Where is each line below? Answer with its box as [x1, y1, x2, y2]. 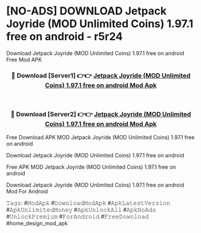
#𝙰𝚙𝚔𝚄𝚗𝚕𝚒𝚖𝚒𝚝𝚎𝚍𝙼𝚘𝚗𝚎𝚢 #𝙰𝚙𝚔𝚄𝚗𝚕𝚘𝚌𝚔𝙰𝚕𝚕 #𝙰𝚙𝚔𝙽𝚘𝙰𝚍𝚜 [6, 206, 157, 213]
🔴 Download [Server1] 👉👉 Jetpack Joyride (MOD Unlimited [11, 71, 191, 79]
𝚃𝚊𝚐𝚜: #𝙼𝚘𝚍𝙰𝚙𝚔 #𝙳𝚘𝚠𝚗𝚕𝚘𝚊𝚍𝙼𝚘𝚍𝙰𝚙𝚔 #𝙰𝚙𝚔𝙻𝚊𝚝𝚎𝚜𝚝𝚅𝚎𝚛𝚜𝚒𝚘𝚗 [6, 199, 171, 207]
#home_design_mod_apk [6, 219, 68, 226]
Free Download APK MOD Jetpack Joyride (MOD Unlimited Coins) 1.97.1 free [6, 133, 195, 141]
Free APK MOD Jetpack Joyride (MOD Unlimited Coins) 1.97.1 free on [6, 163, 176, 171]
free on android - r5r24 [6, 30, 123, 43]
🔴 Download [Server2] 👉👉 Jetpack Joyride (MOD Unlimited [10, 110, 191, 118]
